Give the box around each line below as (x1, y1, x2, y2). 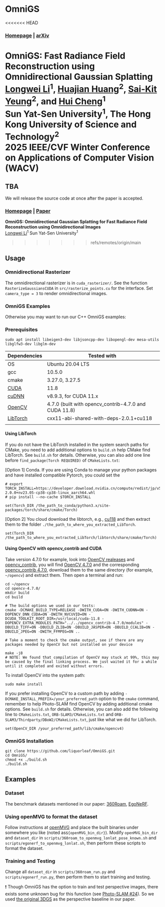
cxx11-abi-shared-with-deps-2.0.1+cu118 (47, 415, 152, 422)
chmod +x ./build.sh (5, 757, 48, 762)
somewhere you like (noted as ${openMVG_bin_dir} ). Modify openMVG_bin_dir (5, 830, 158, 836)
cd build (5, 595, 23, 600)
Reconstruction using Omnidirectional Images (5, 224, 101, 230)
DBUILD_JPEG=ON (5, 629, 36, 634)
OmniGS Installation (5, 738, 54, 744)
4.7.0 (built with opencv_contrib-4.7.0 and (47, 401, 146, 407)
